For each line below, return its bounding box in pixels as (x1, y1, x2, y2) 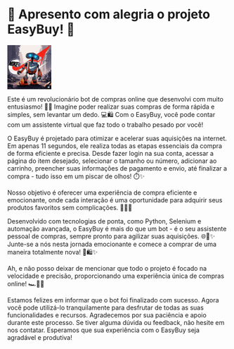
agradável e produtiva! (7, 333, 72, 341)
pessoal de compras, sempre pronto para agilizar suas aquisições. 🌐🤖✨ (7, 232, 216, 240)
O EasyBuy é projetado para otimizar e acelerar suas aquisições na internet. (7, 134, 227, 142)
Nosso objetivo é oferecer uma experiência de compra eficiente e (7, 188, 197, 197)
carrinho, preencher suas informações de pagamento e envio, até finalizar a (7, 164, 227, 172)
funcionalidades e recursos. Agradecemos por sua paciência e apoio (7, 310, 207, 319)
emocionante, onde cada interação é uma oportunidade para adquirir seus (7, 195, 223, 204)
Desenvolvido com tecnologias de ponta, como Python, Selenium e (7, 216, 202, 225)
